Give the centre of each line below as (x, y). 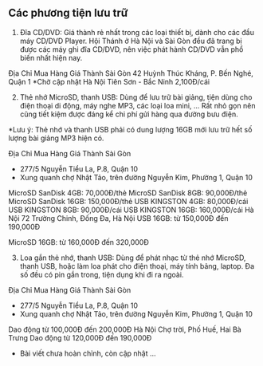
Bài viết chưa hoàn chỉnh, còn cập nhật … (88, 353)
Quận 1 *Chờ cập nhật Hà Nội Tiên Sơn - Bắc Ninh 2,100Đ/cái (109, 81)
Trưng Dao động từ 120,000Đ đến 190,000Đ (80, 337)
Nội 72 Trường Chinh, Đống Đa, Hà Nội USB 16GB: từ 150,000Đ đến (118, 218)
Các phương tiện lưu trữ (68, 13)
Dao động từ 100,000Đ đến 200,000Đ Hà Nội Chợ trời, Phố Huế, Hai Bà (125, 329)
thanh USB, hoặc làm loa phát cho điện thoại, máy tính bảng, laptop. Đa (137, 266)
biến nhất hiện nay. (51, 57)
